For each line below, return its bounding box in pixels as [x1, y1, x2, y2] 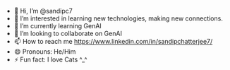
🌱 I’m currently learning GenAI [13, 22, 102, 30]
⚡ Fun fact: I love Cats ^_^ [13, 55, 87, 64]
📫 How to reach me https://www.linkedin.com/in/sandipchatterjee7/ [13, 37, 213, 45]
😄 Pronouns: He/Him [13, 47, 76, 56]
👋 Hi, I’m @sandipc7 [13, 7, 73, 15]
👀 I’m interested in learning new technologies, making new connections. [13, 14, 224, 23]
